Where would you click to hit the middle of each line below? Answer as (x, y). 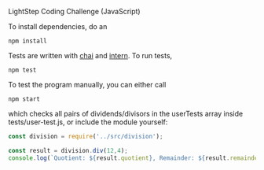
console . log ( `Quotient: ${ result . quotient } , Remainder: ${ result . (119, 158)
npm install (27, 41)
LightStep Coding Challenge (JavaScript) (74, 11)
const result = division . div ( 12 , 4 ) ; (68, 150)
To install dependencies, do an (58, 26)
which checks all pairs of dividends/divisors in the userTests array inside (126, 114)
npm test (22, 70)
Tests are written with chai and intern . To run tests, (90, 55)
